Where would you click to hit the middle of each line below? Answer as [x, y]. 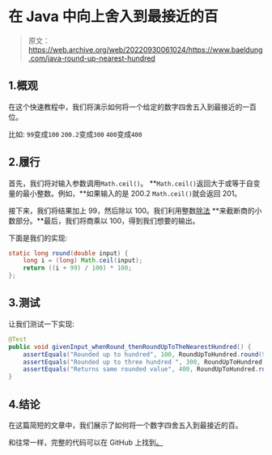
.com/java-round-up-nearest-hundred [91, 58]
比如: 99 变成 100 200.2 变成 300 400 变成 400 [75, 134]
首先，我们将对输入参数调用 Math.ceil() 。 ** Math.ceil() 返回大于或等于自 [131, 183]
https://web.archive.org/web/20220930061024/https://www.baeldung [145, 49]
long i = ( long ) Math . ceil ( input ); [83, 261]
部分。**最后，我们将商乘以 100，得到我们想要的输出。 [107, 220]
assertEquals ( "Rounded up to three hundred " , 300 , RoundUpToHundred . [144, 362]
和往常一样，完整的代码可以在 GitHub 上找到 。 [86, 442]
